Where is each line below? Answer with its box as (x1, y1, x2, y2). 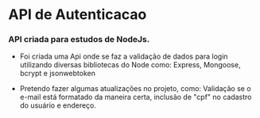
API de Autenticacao (8, 6, 147, 24)
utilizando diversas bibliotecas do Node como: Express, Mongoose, (19, 60, 241, 70)
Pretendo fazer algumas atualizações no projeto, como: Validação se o (19, 84, 252, 93)
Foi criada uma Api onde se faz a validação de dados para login (19, 51, 228, 61)
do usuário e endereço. (19, 101, 97, 110)
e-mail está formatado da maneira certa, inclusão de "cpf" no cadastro (19, 93, 252, 102)
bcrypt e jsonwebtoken (19, 69, 95, 78)
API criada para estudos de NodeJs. (8, 34, 150, 45)
